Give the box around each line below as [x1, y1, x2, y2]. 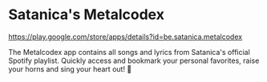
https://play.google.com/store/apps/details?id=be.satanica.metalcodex [8, 32, 243, 41]
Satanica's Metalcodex [8, 6, 164, 24]
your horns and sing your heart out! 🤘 [8, 64, 132, 73]
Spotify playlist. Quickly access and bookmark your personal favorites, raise [8, 56, 260, 65]
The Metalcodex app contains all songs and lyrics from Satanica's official [8, 47, 250, 57]
